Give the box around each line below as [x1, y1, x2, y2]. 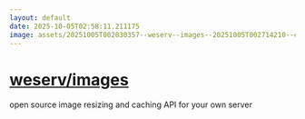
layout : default [9, 13, 71, 23]
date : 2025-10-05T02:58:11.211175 [9, 22, 141, 31]
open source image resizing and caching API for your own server [9, 99, 252, 110]
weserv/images [9, 69, 129, 90]
